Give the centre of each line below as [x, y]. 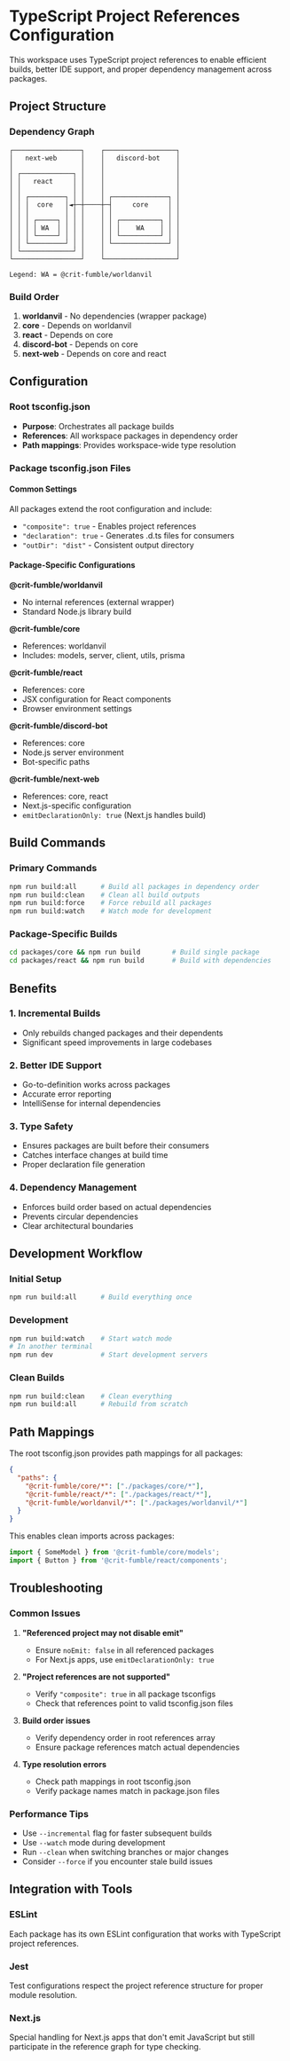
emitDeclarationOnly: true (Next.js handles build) [114, 814]
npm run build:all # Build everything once [101, 1297]
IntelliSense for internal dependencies [91, 1104]
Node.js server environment [73, 752]
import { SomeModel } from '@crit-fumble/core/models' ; [114, 1553]
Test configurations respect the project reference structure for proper [136, 1986]
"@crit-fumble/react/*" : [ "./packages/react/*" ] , [119, 1494]
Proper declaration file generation [83, 1165]
